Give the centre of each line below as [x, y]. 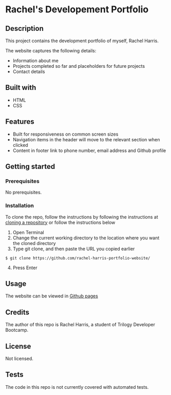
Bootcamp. [17, 330]
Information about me [36, 61]
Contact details [29, 71]
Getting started [30, 167]
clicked [20, 145]
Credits [17, 312]
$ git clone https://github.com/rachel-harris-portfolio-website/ [78, 258]
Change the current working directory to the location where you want [86, 238]
